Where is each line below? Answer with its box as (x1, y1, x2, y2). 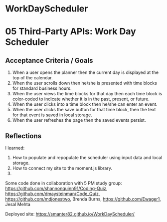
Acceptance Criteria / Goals (5, 56, 93, 65)
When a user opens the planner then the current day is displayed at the (12, 69, 159, 75)
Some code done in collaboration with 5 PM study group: (5, 180, 122, 186)
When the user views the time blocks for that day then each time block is (12, 91, 163, 97)
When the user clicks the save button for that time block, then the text (12, 107, 156, 113)
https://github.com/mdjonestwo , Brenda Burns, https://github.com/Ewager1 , (5, 196, 161, 202)
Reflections (5, 132, 42, 140)
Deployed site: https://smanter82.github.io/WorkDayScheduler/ (5, 211, 135, 217)
